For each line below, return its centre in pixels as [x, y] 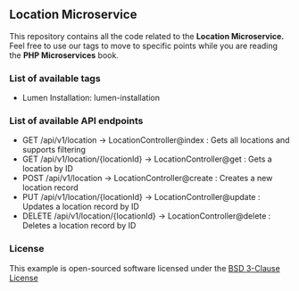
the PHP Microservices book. [64, 55]
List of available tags [55, 78]
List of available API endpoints [76, 121]
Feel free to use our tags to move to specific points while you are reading [144, 46]
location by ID [48, 169]
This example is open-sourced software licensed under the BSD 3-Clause [145, 268]
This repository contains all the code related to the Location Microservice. [147, 36]
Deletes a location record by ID [79, 226]
